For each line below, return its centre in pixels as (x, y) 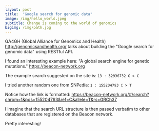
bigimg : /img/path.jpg (28, 28)
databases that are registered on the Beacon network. (59, 114)
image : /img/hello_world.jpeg (36, 18)
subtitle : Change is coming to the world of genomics (61, 23)
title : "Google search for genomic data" (49, 14)
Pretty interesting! (23, 124)
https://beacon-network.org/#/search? (110, 95)
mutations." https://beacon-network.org (45, 66)
